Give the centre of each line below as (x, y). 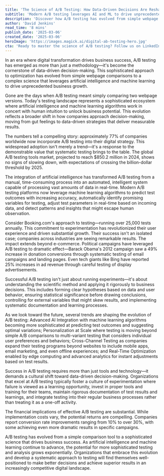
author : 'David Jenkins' (30, 23)
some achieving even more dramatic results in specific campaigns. (72, 427)
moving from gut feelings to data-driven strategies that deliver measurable (80, 121)
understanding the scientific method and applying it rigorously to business (80, 284)
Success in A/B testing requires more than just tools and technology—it (77, 371)
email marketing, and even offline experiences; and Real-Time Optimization (81, 351)
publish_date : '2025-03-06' (34, 32)
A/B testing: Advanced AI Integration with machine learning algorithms (76, 320)
